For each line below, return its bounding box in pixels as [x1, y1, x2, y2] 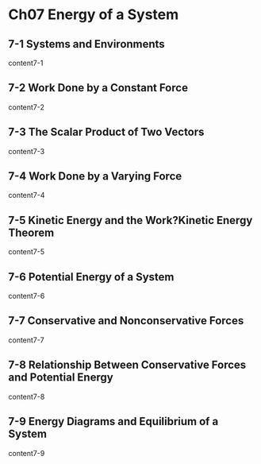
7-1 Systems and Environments [8, 37, 165, 51]
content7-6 [8, 292, 45, 301]
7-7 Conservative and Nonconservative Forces [8, 314, 244, 327]
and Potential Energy [8, 371, 113, 385]
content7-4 [8, 191, 45, 200]
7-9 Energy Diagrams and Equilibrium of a [8, 415, 219, 428]
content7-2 [8, 102, 45, 112]
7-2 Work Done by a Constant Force [8, 81, 189, 95]
